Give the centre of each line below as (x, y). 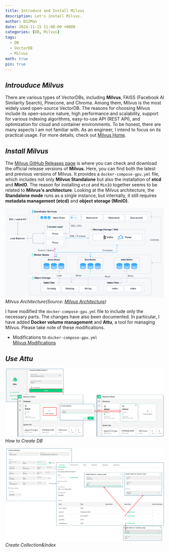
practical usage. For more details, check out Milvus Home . (66, 135)
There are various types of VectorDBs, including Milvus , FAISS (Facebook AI (85, 97)
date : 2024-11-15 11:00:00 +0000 (40, 27)
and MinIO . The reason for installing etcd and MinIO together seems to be (81, 185)
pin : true (16, 64)
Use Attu (19, 359)
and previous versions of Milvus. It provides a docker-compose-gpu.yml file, (82, 174)
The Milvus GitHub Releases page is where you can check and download (81, 163)
